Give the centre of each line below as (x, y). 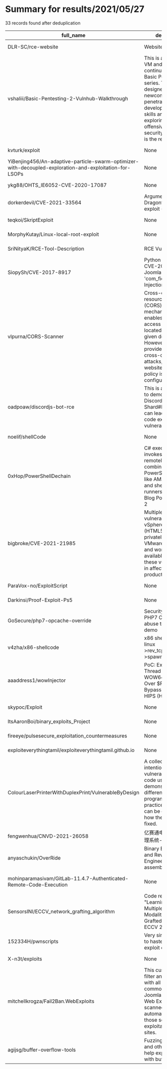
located (153, 330)
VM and (153, 64)
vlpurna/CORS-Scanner (36, 336)
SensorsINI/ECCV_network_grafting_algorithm (61, 912)
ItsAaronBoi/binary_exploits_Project (49, 721)
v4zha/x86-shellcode (34, 647)
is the (150, 139)
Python (152, 260)
